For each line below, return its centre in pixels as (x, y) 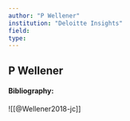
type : (17, 38)
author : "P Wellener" (44, 16)
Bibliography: (31, 91)
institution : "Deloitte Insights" (66, 23)
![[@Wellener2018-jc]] (45, 108)
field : (19, 30)
